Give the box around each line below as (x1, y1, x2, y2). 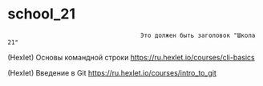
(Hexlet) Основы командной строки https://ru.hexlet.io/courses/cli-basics (7, 52, 255, 62)
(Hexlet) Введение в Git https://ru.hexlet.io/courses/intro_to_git (7, 68, 217, 77)
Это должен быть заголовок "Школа (140, 31, 256, 39)
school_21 (7, 5, 76, 23)
